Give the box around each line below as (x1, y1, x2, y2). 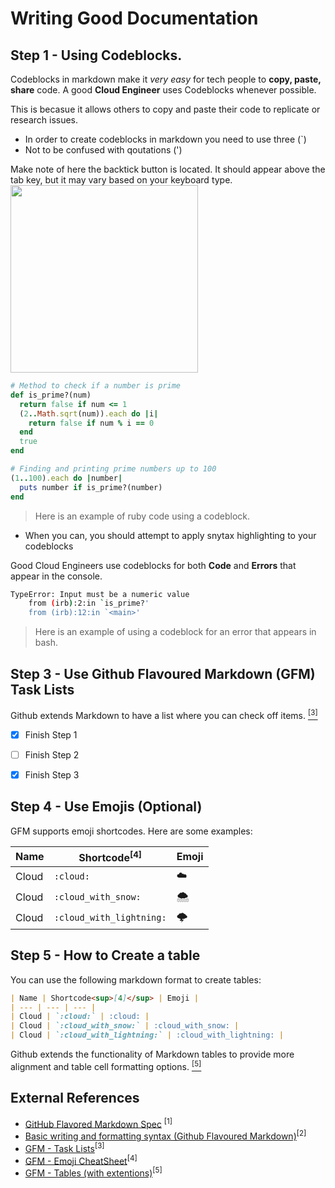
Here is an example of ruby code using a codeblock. (34, 510, 251, 522)
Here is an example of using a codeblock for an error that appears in (34, 626, 317, 638)
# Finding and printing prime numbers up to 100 (10, 464, 217, 474)
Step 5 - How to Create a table (10, 947, 201, 964)
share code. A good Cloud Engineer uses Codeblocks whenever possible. (10, 84, 317, 96)
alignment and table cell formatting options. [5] (10, 1059, 202, 1072)
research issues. (10, 114, 79, 126)
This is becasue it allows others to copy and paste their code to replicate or (10, 103, 321, 115)
